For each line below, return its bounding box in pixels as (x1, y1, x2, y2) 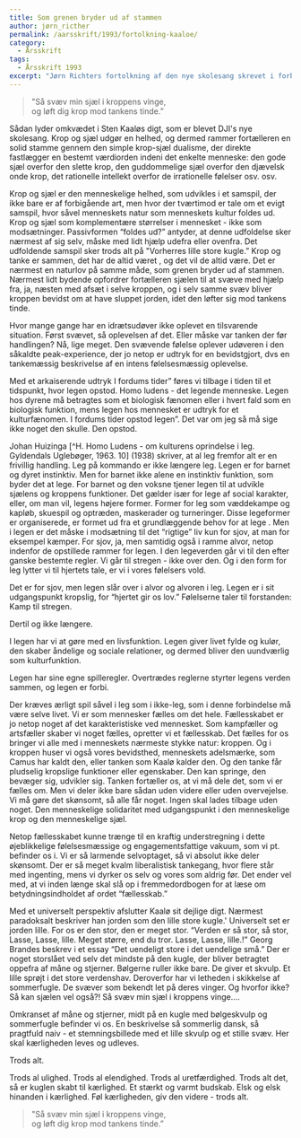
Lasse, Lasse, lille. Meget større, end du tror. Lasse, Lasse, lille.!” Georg (9, 934, 273, 945)
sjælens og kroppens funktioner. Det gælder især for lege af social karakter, (9, 488, 289, 499)
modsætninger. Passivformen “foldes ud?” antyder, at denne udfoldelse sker (9, 226, 291, 237)
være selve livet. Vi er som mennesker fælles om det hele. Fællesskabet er (9, 708, 284, 719)
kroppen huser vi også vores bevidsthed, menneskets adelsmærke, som (9, 747, 276, 757)
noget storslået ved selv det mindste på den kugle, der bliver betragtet (9, 953, 270, 964)
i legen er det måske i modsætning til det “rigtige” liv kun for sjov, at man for (9, 526, 290, 537)
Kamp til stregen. (9, 600, 73, 611)
